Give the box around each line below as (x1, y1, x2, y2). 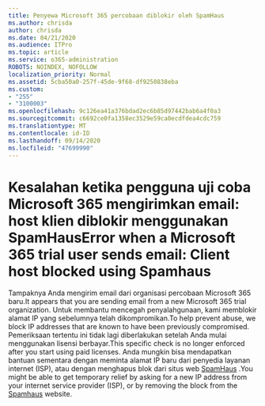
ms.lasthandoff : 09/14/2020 (8, 136, 101, 145)
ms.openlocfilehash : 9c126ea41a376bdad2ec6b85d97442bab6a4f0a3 (8, 108, 221, 116)
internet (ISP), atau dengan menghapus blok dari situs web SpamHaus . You (8, 364, 253, 374)
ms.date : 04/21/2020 (8, 33, 77, 42)
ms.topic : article (8, 48, 69, 56)
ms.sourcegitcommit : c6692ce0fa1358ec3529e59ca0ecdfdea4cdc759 (8, 115, 221, 123)
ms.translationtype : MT (8, 122, 87, 130)
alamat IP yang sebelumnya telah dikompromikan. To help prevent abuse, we (8, 313, 256, 323)
